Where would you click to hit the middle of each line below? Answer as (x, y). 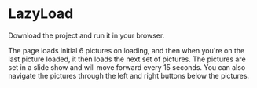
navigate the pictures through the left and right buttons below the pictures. (129, 75)
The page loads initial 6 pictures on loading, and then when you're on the (127, 50)
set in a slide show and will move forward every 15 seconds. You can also (127, 67)
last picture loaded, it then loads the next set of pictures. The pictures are (127, 59)
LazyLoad (41, 14)
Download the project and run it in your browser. (86, 35)
